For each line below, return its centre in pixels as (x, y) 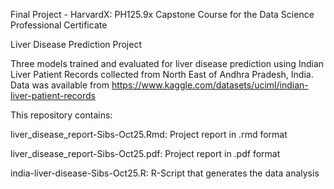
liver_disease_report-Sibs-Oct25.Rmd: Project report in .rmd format (149, 134)
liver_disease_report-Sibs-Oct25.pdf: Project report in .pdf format (145, 153)
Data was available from (60, 85)
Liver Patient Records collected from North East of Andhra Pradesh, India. (162, 74)
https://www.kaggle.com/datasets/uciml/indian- (210, 85)
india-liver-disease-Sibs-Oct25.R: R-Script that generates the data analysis (165, 173)
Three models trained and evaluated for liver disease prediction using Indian (167, 63)
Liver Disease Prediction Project (76, 44)
